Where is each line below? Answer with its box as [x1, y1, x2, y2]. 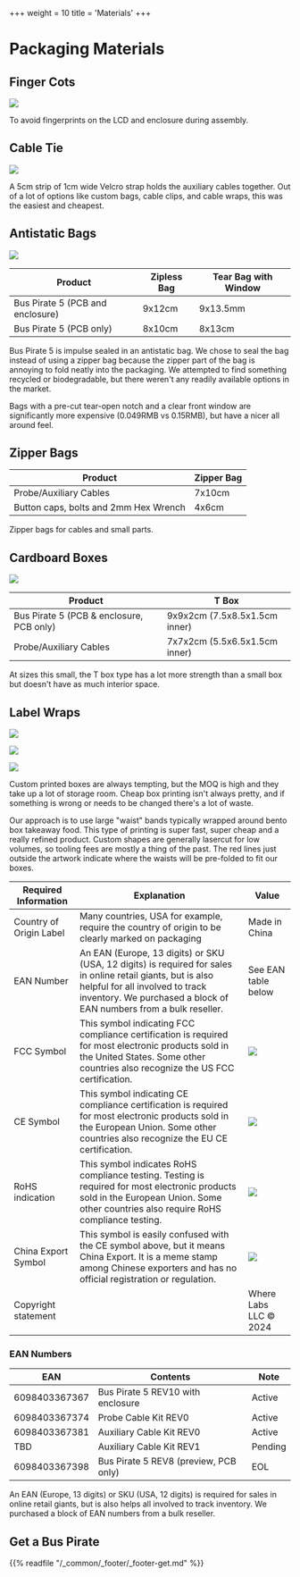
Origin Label [13, 927, 65, 939]
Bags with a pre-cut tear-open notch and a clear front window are [9, 400, 252, 411]
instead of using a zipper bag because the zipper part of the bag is [9, 355, 256, 365]
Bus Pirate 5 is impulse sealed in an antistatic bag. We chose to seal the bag [9, 345, 289, 356]
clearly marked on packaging [79, 933, 203, 945]
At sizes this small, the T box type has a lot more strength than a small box [9, 669, 283, 680]
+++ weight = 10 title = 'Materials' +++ [9, 8, 152, 18]
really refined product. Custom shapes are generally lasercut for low [9, 835, 261, 845]
